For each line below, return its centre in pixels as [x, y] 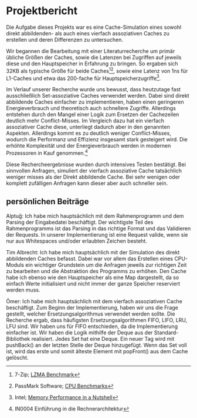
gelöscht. [17, 357]
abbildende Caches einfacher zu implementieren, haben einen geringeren [95, 102]
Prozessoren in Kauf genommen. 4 [47, 152]
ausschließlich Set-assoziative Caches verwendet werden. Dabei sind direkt [98, 96]
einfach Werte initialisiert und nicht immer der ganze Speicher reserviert [93, 283]
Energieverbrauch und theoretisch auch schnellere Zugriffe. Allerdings [91, 108]
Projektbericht [42, 11]
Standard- [166, 332]
